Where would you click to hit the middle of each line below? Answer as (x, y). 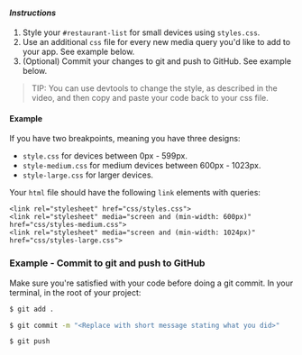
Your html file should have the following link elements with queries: (135, 193)
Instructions (33, 13)
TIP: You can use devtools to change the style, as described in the (154, 88)
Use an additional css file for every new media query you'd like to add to (156, 42)
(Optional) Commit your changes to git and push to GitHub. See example (156, 61)
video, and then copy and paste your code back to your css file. (150, 98)
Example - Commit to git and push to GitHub (107, 263)
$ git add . (32, 309)
